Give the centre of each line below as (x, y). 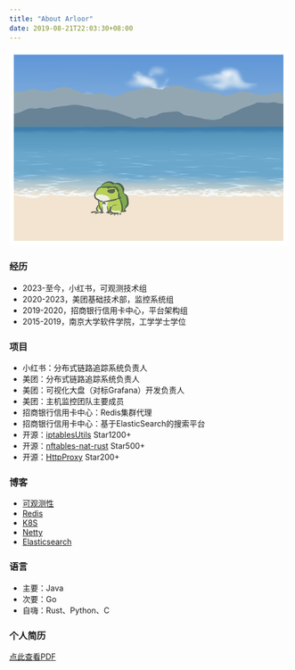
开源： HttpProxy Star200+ (71, 457)
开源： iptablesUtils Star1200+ (77, 435)
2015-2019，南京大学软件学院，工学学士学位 (104, 321)
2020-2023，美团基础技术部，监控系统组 (98, 299)
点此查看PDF (33, 657)
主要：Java (43, 588)
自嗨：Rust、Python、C (66, 610)
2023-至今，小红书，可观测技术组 (84, 288)
